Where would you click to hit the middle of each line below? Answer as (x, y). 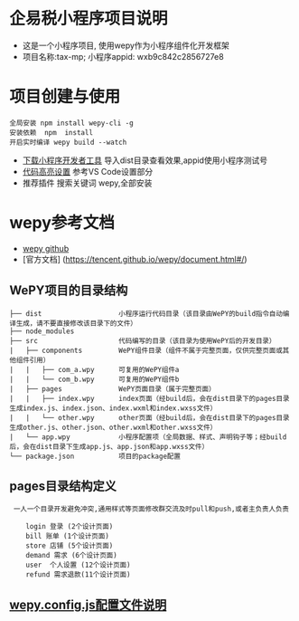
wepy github (46, 248)
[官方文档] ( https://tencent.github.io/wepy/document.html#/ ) (135, 259)
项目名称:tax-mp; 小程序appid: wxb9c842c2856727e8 (123, 56)
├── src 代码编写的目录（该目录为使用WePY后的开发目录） (143, 340)
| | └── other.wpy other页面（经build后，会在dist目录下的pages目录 (149, 417)
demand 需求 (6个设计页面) (71, 556)
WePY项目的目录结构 (69, 291)
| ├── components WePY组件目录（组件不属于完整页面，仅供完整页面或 (146, 350)
